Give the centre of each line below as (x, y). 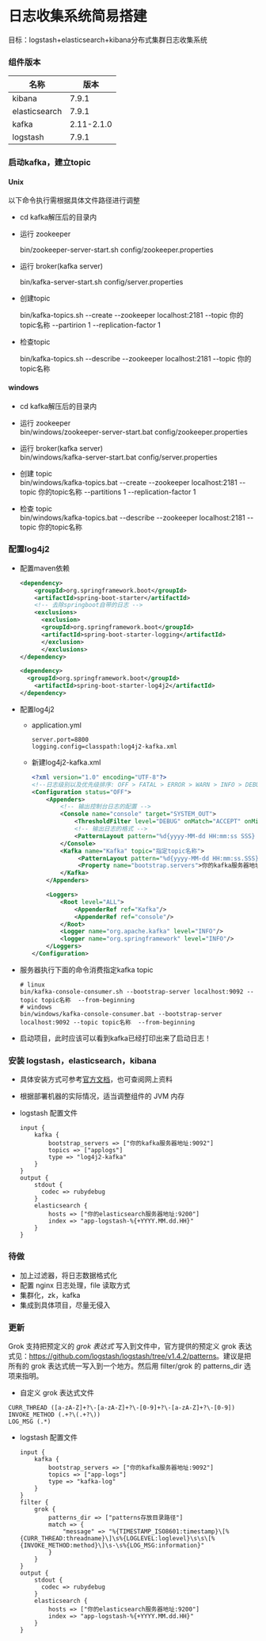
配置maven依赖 (44, 568)
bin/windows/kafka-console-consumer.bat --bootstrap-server (121, 1014)
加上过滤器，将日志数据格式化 (68, 1275)
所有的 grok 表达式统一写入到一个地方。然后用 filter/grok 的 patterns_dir (125, 1366)
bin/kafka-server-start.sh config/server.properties (101, 282)
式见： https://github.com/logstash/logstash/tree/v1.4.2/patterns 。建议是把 (130, 1356)
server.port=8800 (60, 739)
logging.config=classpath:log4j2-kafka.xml (104, 746)
